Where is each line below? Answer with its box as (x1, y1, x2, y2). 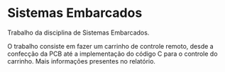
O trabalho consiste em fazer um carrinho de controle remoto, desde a (7, 42, 214, 50)
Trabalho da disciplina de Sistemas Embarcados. (7, 28, 150, 37)
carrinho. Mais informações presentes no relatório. (7, 56, 156, 65)
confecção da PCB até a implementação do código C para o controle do (7, 49, 218, 58)
